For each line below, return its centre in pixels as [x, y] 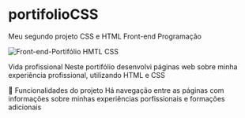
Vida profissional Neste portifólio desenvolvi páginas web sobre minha [123, 66]
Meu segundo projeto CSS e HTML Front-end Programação [105, 36]
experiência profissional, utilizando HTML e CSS [87, 75]
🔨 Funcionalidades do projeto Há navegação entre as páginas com [116, 90]
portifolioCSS [53, 15]
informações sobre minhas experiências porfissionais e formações [117, 98]
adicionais [25, 107]
